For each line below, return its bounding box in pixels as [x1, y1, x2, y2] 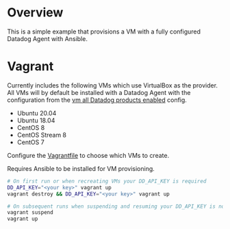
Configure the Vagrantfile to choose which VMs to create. [7, 151, 170, 159]
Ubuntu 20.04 [16, 109, 57, 117]
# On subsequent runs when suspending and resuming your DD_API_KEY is [7, 203, 216, 210]
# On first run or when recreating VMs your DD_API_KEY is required [7, 178, 207, 185]
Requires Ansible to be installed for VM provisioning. [7, 164, 155, 172]
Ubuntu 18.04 [16, 116, 55, 124]
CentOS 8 [16, 123, 45, 131]
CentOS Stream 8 [16, 131, 67, 139]
